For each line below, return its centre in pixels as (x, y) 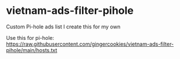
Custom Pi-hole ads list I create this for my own (63, 27)
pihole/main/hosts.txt (32, 50)
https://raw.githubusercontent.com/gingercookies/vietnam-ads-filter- (90, 44)
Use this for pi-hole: (30, 38)
